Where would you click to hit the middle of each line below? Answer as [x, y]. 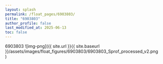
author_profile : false [28, 23]
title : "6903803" [23, 19]
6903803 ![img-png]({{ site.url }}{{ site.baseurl [52, 46]
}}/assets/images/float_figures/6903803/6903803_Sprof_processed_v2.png [82, 51]
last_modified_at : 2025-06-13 [36, 28]
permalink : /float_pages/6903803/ [40, 14]
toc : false [16, 32]
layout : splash [20, 10]
